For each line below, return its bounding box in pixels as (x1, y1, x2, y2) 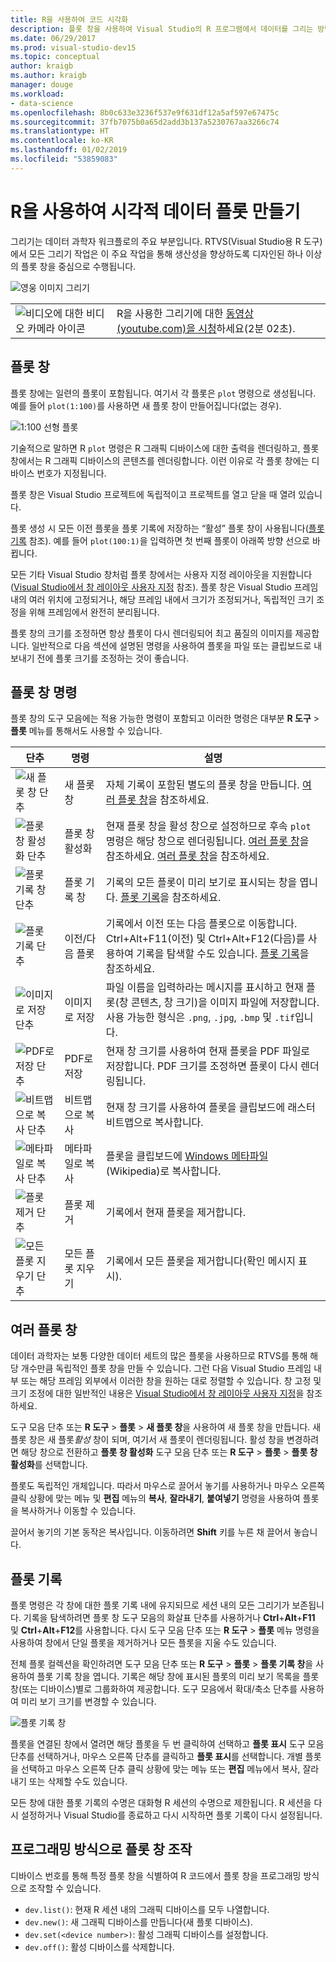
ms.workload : (10, 89, 65, 99)
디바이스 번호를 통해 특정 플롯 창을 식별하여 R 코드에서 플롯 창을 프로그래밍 (10, 1869, 302, 1881)
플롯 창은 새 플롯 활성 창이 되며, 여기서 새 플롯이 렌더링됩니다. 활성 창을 (10, 1434, 285, 1446)
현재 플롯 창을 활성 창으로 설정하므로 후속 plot (105, 819, 312, 833)
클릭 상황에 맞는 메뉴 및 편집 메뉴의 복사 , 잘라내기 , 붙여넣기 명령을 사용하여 (10, 1492, 301, 1505)
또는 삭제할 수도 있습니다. (28, 1775, 128, 1787)
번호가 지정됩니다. (36, 467, 107, 479)
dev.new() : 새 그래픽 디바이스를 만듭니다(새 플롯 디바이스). (24, 1916, 253, 1928)
